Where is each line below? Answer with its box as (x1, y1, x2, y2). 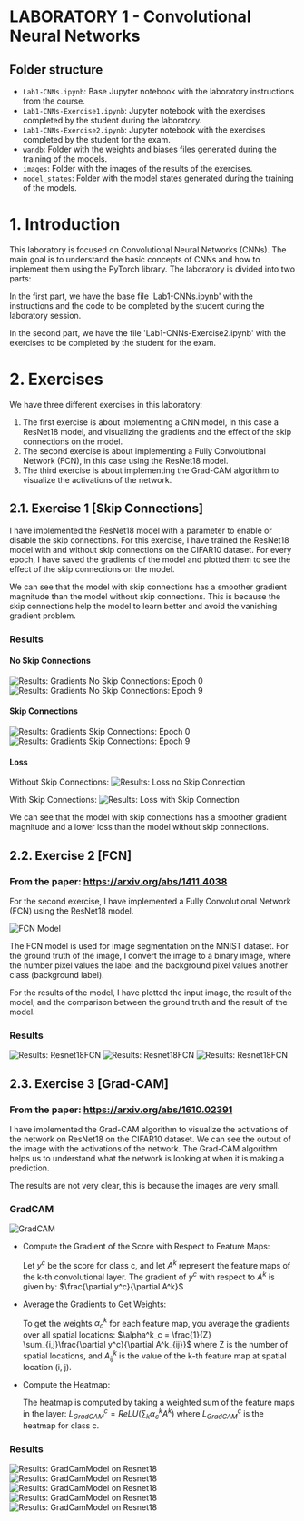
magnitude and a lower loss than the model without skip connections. (9, 822, 270, 833)
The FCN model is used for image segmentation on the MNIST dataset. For (9, 940, 289, 951)
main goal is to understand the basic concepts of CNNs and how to (9, 253, 260, 264)
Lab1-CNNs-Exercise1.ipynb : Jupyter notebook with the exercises (22, 105, 266, 115)
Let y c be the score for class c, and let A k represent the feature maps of (22, 1259, 291, 1270)
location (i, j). (22, 1362, 73, 1373)
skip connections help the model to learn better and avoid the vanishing (9, 600, 278, 611)
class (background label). (9, 969, 104, 980)
